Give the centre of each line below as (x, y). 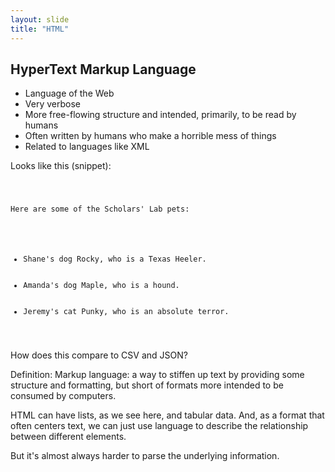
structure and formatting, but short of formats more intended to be (147, 385)
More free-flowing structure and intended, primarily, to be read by (160, 115)
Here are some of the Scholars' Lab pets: (100, 209)
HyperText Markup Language (103, 69)
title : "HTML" (40, 29)
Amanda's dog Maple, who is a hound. (101, 285)
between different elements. (68, 436)
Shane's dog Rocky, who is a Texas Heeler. (115, 259)
